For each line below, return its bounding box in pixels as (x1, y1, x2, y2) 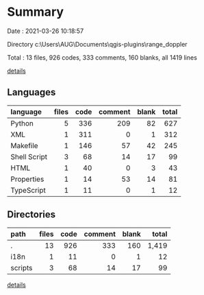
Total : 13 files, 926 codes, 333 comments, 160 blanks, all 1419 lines (7, 53, 197, 62)
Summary (7, 4, 64, 20)
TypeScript (10, 185, 46, 195)
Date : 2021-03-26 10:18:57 (7, 27, 84, 35)
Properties (10, 174, 44, 184)
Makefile (10, 141, 39, 150)
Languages (7, 86, 56, 98)
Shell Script (10, 152, 48, 161)
